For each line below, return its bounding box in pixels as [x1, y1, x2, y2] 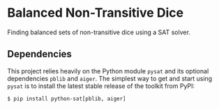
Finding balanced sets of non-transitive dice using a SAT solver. [7, 28, 190, 36]
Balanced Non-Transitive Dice [7, 5, 183, 21]
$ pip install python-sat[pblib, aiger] [7, 95, 127, 102]
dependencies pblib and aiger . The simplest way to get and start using [7, 74, 213, 82]
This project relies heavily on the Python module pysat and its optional [7, 66, 209, 75]
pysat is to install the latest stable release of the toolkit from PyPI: [7, 82, 195, 90]
